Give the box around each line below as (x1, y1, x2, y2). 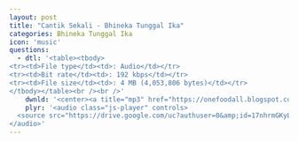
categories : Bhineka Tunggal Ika (9, 29, 133, 38)
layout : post (9, 12, 58, 22)
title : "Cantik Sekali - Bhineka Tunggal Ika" (9, 21, 184, 30)
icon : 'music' (9, 37, 62, 47)
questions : (9, 46, 50, 55)
